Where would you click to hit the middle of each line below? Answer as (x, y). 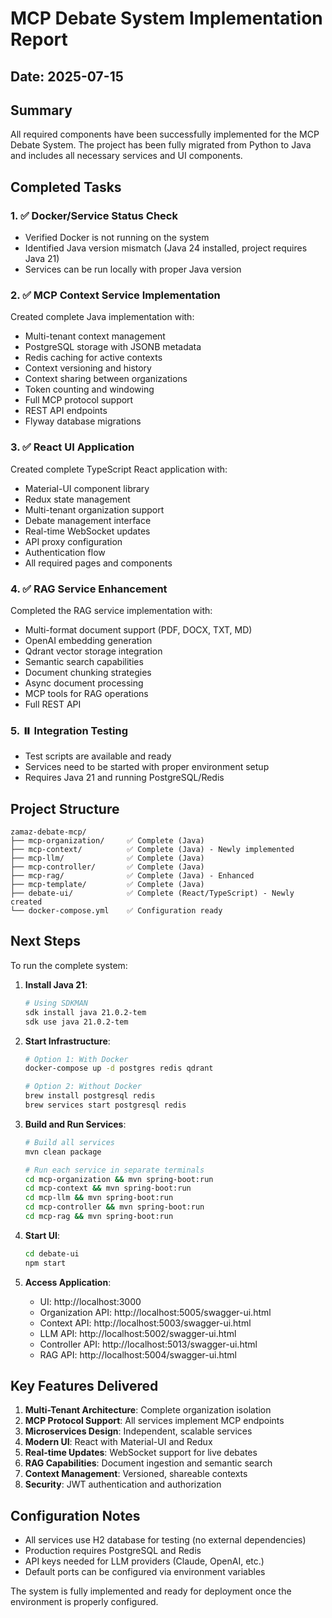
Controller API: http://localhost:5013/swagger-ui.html (148, 1344)
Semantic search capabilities (84, 661)
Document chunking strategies (88, 672)
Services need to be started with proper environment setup (147, 767)
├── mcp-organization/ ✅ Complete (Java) (107, 841)
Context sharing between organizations (106, 379)
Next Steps (45, 941)
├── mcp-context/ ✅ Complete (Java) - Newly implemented (152, 850)
